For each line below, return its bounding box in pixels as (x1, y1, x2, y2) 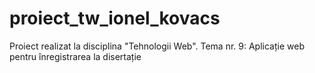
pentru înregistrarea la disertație (9, 50, 142, 62)
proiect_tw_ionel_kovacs (9, 7, 221, 30)
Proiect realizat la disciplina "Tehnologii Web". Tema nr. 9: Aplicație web (9, 40, 305, 52)
